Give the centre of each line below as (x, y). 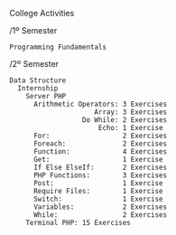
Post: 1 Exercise (98, 183)
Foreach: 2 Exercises (100, 144)
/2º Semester (34, 64)
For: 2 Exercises (100, 136)
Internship (38, 89)
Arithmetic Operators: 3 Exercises (100, 104)
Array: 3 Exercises (131, 112)
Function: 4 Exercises (100, 152)
